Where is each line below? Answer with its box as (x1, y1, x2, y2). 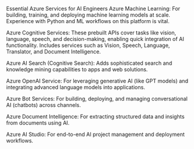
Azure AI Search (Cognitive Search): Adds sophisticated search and (6, 59, 173, 66)
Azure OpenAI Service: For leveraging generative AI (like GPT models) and (6, 77, 189, 84)
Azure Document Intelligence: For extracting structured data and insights (6, 113, 185, 120)
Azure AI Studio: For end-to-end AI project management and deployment (6, 131, 185, 138)
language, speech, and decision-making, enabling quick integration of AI (6, 36, 184, 42)
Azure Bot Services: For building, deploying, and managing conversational (6, 95, 188, 102)
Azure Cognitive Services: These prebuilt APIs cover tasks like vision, (6, 29, 177, 36)
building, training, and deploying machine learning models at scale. (6, 11, 171, 18)
